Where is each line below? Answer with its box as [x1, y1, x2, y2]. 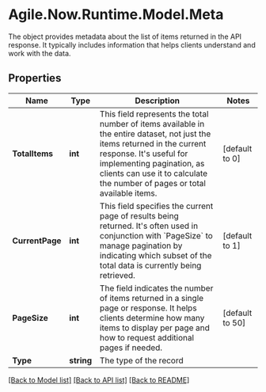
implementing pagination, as [99, 158, 205, 169]
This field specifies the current [99, 200, 214, 211]
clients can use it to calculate [99, 168, 208, 179]
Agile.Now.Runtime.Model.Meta [8, 6, 224, 24]
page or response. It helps [99, 303, 197, 314]
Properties [8, 71, 62, 85]
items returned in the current [99, 138, 207, 149]
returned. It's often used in [99, 220, 199, 231]
